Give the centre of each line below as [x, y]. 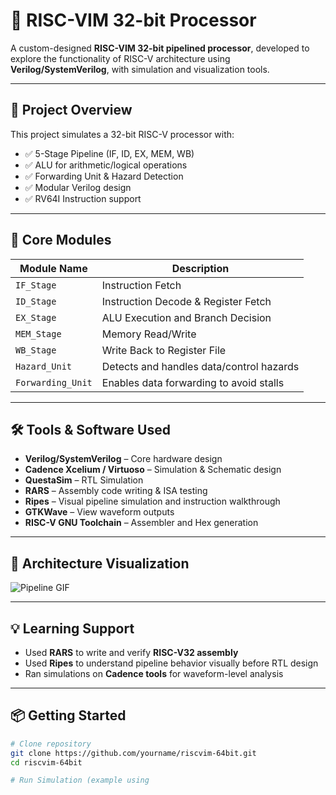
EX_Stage [36, 317]
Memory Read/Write [149, 334]
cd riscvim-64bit [46, 762]
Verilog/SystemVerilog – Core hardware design [123, 459]
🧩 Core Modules [61, 240]
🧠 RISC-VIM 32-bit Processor [133, 20]
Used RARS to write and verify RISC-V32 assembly [131, 652]
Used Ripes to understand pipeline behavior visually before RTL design [171, 663]
